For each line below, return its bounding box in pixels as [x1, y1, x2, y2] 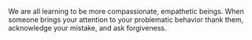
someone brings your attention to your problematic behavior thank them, [8, 15, 244, 24]
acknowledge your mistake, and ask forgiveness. [8, 24, 167, 32]
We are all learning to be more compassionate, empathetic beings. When [8, 7, 244, 16]
